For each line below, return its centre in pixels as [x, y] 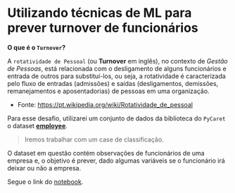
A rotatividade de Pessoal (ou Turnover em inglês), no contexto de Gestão [118, 61]
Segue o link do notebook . [45, 182]
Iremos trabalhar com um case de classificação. [94, 139]
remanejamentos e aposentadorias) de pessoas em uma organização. [108, 91]
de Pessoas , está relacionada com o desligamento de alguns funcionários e [117, 68]
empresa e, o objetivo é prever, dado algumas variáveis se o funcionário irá [116, 161]
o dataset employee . [38, 125]
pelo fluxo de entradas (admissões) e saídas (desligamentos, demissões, [113, 83]
